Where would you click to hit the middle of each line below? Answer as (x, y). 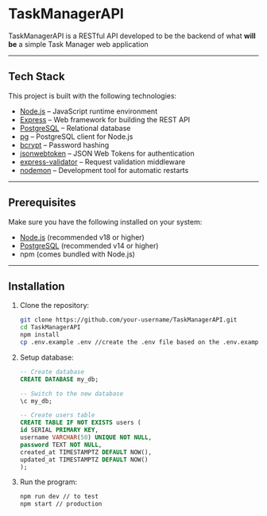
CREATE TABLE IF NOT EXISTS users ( (80, 423)
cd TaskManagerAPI (50, 327)
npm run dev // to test (59, 497)
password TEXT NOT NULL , (61, 445)
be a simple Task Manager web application (78, 44)
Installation (37, 286)
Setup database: (46, 357)
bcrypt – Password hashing (64, 144)
